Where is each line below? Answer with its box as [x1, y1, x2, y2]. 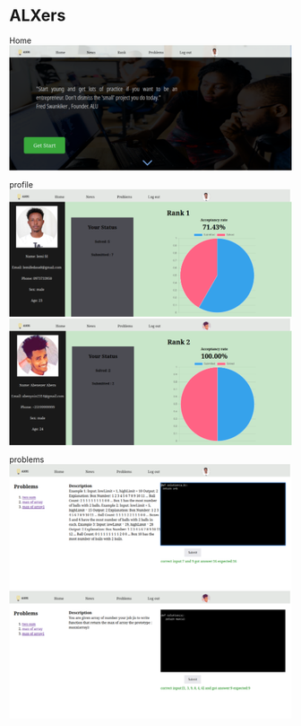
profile [9, 179, 34, 190]
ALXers [9, 5, 66, 26]
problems [9, 454, 45, 465]
